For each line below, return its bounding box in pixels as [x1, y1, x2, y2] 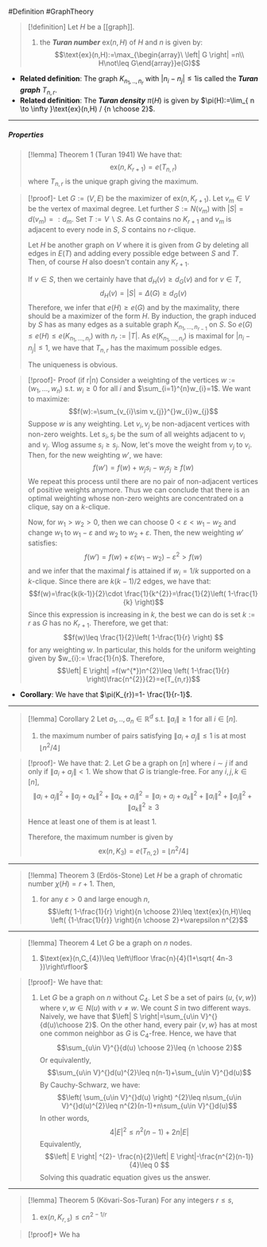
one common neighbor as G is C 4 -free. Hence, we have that [39, 1028, 237, 1040]
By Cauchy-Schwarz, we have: [39, 1080, 141, 1090]
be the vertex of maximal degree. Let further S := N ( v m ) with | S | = [27, 204, 244, 215]
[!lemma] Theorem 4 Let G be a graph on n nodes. [27, 938, 192, 947]
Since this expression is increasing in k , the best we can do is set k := [27, 610, 256, 619]
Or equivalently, [39, 1055, 91, 1064]
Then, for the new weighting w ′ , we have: [27, 450, 163, 459]
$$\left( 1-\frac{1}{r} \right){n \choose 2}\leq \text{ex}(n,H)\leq [47, 907, 252, 916]
